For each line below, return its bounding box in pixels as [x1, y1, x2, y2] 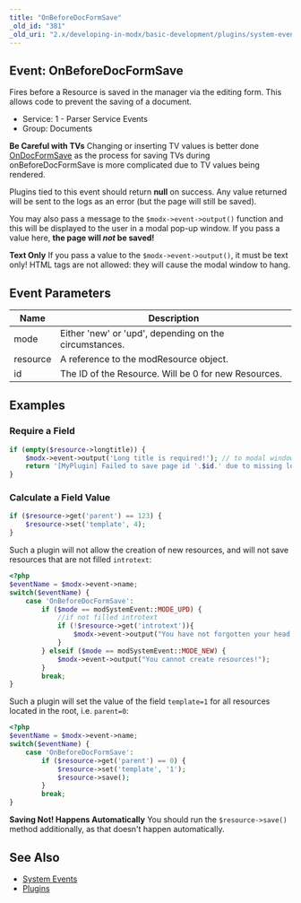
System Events [21, 873, 78, 884]
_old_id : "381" [9, 22, 66, 30]
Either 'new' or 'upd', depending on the [59, 327, 225, 339]
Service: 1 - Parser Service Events [21, 114, 148, 125]
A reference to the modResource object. [59, 353, 228, 365]
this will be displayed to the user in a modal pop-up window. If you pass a [9, 223, 280, 234]
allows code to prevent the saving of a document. [9, 96, 193, 108]
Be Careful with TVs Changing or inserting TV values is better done [9, 141, 260, 152]
